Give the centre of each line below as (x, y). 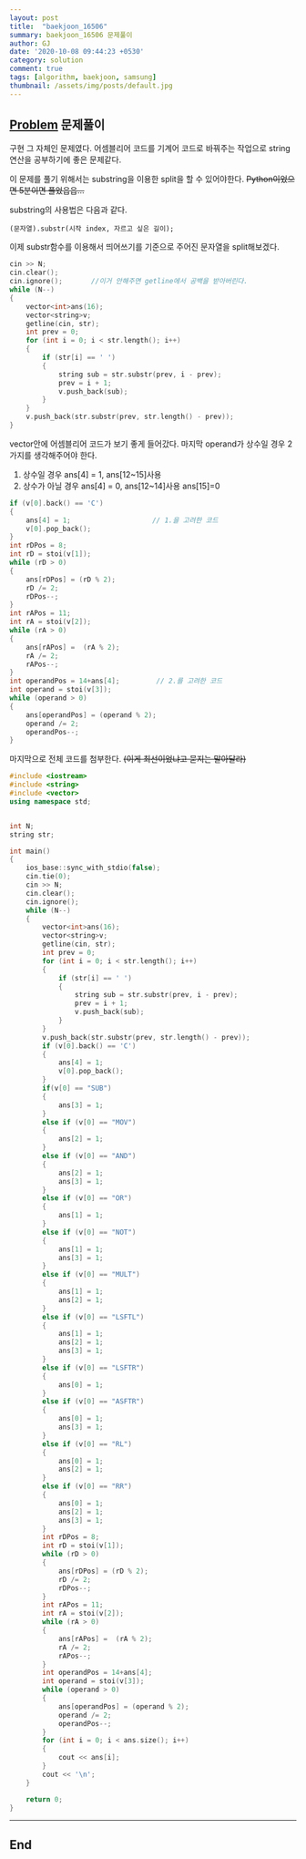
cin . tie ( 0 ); (48, 877)
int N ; (22, 826)
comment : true (36, 69)
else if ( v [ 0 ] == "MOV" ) (89, 1122)
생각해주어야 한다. (65, 455)
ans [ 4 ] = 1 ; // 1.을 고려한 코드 (122, 520)
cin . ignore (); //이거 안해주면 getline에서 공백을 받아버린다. (129, 282)
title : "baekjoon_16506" (58, 26)
